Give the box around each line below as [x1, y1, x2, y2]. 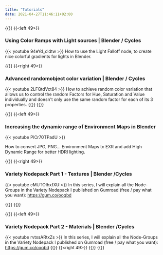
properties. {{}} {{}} [5, 102, 44, 108]
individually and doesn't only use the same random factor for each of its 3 [5, 97, 153, 102]
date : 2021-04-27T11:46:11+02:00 [5, 12, 73, 17]
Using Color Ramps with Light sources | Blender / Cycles [5, 37, 141, 44]
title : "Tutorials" [5, 7, 45, 12]
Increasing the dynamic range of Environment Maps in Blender [5, 123, 156, 130]
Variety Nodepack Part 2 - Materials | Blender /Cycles [5, 223, 135, 230]
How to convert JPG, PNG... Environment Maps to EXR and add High [5, 144, 142, 150]
